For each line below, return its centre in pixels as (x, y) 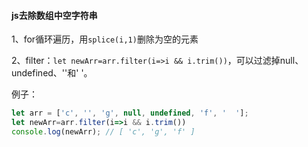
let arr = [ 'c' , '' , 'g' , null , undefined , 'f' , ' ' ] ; (130, 113)
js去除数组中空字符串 (54, 15)
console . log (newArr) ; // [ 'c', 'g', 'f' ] (103, 131)
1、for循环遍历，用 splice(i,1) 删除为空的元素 (105, 39)
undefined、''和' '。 (52, 73)
